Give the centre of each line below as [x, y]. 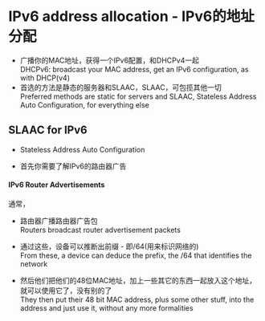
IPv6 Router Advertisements [57, 185]
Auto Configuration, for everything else [85, 104]
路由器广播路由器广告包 [59, 221]
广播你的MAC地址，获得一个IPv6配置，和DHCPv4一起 [109, 60]
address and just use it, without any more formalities [107, 308]
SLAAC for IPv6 [48, 130]
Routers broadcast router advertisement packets [100, 230]
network [34, 264]
